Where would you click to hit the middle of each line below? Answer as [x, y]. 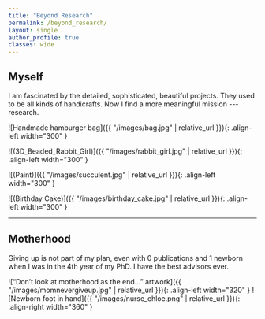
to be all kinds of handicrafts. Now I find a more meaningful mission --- [123, 104]
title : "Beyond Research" [50, 15]
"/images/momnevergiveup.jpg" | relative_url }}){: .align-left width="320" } [129, 290]
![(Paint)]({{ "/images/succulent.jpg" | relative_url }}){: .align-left [112, 175]
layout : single [33, 30]
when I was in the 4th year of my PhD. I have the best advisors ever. [119, 266]
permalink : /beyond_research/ [58, 23]
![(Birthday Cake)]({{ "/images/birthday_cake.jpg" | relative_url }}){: [117, 198]
